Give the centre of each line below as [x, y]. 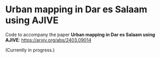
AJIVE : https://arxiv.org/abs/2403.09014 [48, 40]
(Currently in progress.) [30, 50]
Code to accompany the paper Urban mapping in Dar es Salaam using [80, 34]
